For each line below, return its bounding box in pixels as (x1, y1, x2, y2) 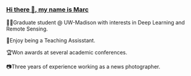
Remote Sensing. (6, 25, 48, 32)
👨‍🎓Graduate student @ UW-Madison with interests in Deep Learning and (6, 19, 185, 26)
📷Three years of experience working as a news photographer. (6, 63, 161, 71)
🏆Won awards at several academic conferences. (6, 49, 127, 56)
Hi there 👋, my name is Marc (6, 5, 89, 14)
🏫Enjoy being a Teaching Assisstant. (6, 37, 95, 44)
